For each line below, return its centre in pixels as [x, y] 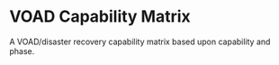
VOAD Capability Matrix [100, 17]
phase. [22, 51]
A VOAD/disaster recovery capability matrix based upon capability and [140, 42]
